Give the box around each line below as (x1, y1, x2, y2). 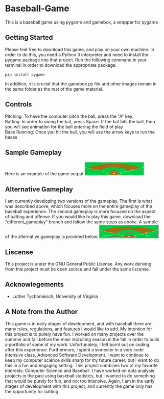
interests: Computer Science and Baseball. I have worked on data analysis (5, 368, 155, 373)
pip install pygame (5, 72, 45, 77)
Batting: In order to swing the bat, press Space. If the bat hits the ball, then (5, 118, 155, 124)
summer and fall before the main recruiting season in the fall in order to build (5, 336, 160, 342)
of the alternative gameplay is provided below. (5, 234, 98, 239)
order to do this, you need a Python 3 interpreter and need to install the (5, 52, 149, 57)
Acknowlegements (5, 280, 64, 289)
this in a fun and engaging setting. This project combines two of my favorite (5, 362, 158, 368)
